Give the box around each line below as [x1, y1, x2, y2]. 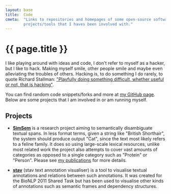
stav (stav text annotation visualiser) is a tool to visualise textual [12, 167, 147, 173]
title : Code [5, 12, 33, 17]
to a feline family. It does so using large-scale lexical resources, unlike [12, 141, 160, 147]
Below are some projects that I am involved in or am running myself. [5, 97, 148, 103]
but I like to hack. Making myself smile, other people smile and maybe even [5, 65, 163, 71]
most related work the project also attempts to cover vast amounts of [12, 146, 158, 152]
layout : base [5, 7, 33, 13]
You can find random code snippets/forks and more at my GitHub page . [5, 92, 155, 98]
